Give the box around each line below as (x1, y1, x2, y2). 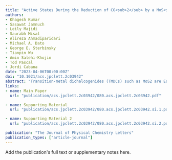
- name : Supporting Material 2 (5, 116, 72, 122)
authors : (5, 12, 24, 17)
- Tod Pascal (5, 60, 33, 65)
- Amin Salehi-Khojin (5, 55, 52, 60)
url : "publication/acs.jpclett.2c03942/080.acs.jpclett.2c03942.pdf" (10, 93, 161, 98)
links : (5, 83, 19, 88)
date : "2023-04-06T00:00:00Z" (5, 70, 70, 75)
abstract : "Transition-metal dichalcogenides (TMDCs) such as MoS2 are (5, 79, 161, 84)
